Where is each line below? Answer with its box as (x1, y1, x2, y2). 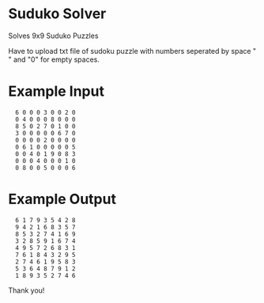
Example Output (8, 191, 117, 208)
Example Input (8, 82, 105, 100)
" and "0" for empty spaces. (8, 55, 100, 64)
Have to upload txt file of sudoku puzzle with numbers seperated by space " (8, 46, 257, 55)
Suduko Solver (8, 5, 107, 23)
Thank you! (8, 286, 45, 295)
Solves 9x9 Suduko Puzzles (8, 31, 99, 40)
